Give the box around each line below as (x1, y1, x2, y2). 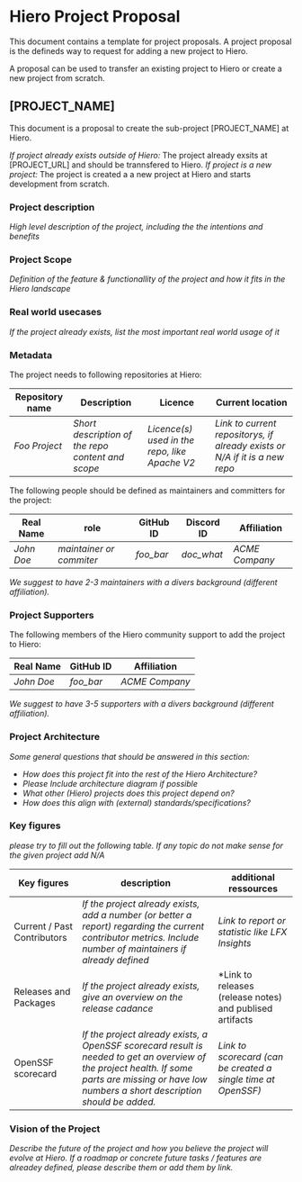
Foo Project (13, 439, 63, 452)
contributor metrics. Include (82, 931, 200, 943)
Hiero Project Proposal (9, 6, 181, 27)
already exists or (214, 439, 286, 452)
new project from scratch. (9, 72, 105, 83)
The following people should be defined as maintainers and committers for (9, 484, 286, 496)
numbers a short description (82, 1084, 202, 1096)
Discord (185, 516, 220, 528)
